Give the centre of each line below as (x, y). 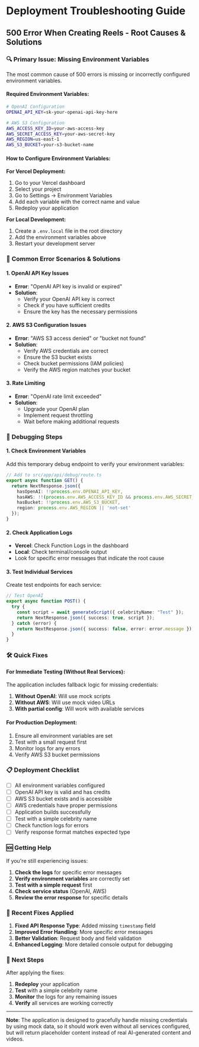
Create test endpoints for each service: (54, 585)
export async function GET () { (45, 480)
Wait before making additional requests (71, 421)
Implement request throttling (58, 415)
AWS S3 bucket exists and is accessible (63, 798)
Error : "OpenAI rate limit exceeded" (58, 396)
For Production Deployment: (42, 722)
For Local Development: (36, 220)
